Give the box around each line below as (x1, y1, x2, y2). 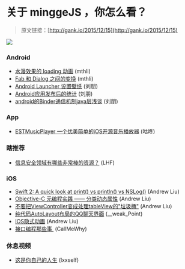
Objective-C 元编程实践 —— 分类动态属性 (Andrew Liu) (14, 195, 151, 202)
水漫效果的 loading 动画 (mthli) (14, 67, 91, 75)
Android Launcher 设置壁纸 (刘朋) (14, 82, 98, 90)
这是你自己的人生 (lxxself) (14, 256, 79, 264)
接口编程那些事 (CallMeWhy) (14, 225, 87, 232)
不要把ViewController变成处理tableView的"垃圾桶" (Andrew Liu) (14, 203, 172, 210)
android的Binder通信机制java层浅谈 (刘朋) (14, 97, 118, 105)
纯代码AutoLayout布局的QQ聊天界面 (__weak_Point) (14, 210, 143, 217)
